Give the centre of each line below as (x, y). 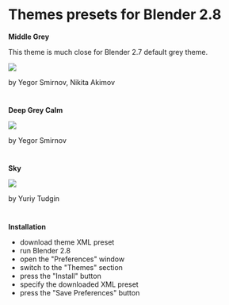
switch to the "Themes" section (71, 267)
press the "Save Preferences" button (80, 292)
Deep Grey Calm (36, 110)
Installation (27, 226)
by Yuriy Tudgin (34, 199)
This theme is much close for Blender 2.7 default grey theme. (108, 52)
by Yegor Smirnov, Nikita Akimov (62, 82)
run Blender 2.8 (45, 250)
